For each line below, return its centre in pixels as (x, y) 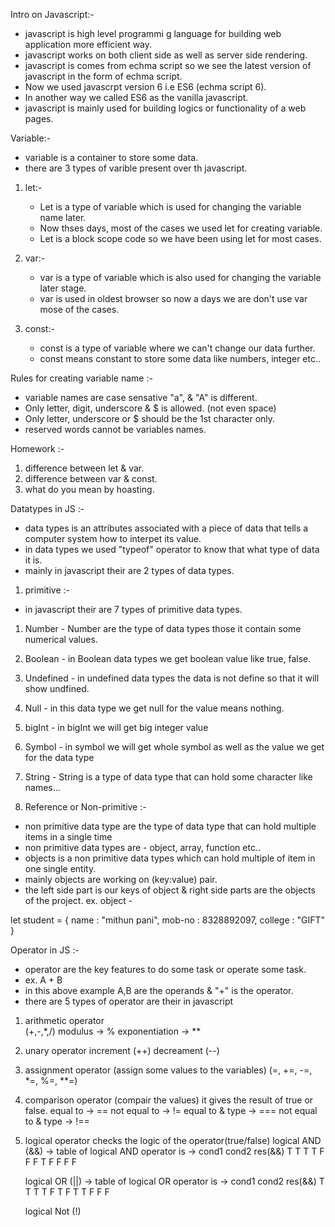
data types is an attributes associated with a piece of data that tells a (166, 528)
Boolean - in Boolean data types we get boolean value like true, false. (168, 658)
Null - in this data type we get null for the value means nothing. (154, 708)
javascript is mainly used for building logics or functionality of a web (165, 108)
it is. (33, 560)
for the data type (59, 757)
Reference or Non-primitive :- (85, 807)
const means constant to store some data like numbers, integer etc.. (180, 358)
